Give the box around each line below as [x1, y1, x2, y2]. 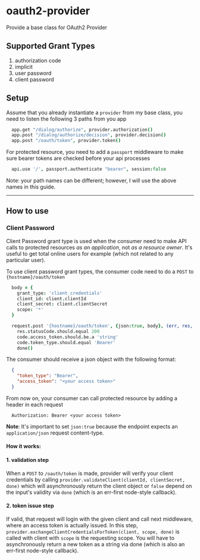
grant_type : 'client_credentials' [17, 290, 102, 296]
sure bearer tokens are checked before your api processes [6, 155, 151, 162]
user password [14, 70, 52, 77]
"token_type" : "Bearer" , [17, 373, 79, 379]
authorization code [14, 56, 61, 64]
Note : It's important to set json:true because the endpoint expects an [6, 423, 178, 430]
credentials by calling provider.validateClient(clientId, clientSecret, [6, 476, 186, 483]
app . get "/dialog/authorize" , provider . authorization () [11, 127, 153, 133]
